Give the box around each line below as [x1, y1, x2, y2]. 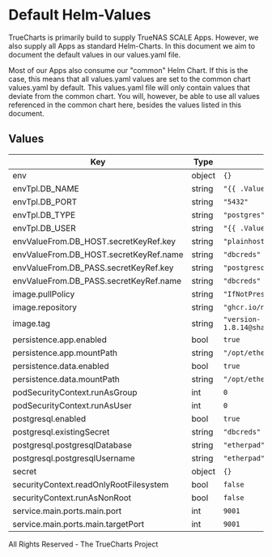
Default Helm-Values [8, 6, 151, 24]
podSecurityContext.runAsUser [12, 400, 132, 411]
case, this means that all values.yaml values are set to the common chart [8, 74, 251, 84]
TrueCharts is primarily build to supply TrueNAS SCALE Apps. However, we [8, 32, 259, 42]
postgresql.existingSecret [12, 426, 110, 437]
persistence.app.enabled [12, 334, 107, 345]
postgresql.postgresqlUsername [12, 452, 135, 464]
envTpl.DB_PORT [12, 196, 78, 208]
